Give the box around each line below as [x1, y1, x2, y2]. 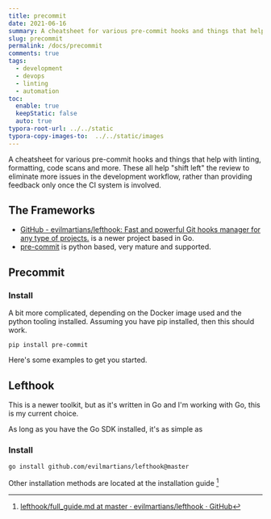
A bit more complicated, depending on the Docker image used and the [8, 308, 242, 318]
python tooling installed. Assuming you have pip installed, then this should [8, 317, 255, 327]
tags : [8, 57, 27, 65]
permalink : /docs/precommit [8, 42, 103, 50]
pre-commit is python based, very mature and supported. [19, 242, 211, 251]
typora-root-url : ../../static [8, 124, 114, 133]
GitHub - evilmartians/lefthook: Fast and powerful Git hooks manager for [19, 225, 261, 234]
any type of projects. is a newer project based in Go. [19, 234, 195, 243]
